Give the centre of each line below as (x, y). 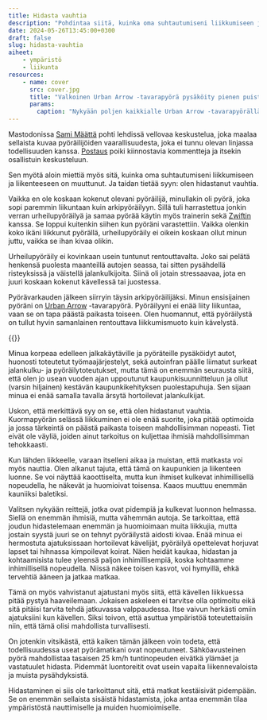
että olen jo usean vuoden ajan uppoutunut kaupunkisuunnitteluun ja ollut (128, 379)
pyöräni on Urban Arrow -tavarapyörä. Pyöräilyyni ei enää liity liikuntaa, (125, 306)
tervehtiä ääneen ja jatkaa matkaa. (64, 577)
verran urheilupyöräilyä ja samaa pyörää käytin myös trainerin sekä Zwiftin (130, 216)
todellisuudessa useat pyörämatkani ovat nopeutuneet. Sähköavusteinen (127, 650)
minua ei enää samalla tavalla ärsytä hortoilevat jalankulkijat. (107, 395)
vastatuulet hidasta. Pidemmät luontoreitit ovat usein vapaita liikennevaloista (133, 667)
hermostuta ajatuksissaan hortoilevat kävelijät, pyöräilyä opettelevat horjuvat (133, 543)
